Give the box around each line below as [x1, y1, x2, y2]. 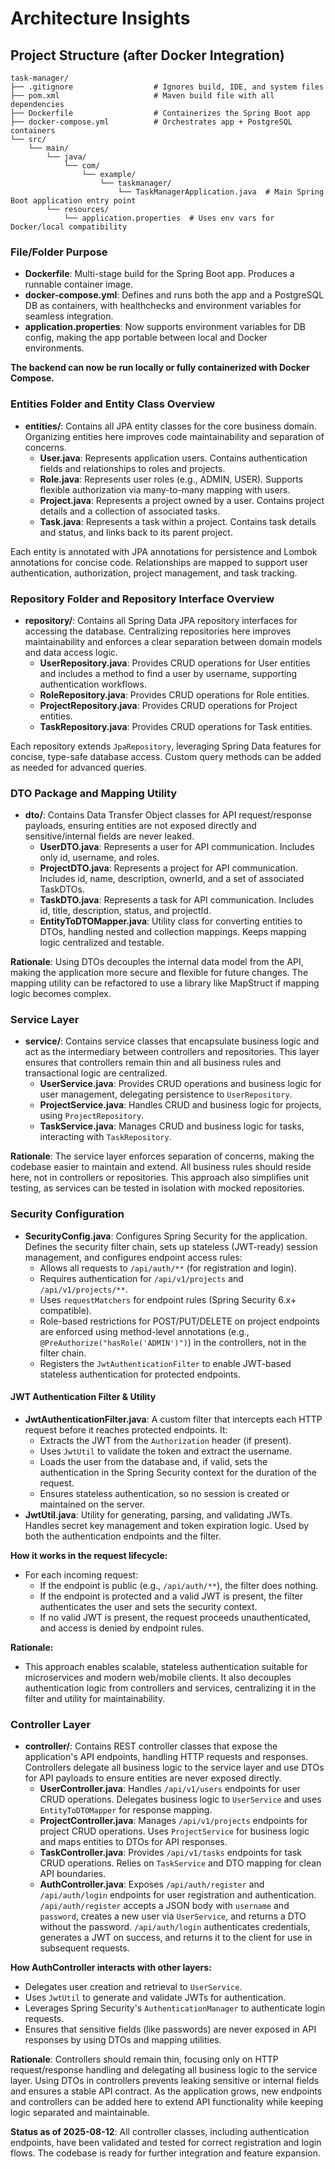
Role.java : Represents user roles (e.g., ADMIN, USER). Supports [39, 473, 304, 485]
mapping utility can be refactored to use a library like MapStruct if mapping [10, 977, 320, 989]
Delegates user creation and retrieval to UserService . [24, 1981, 243, 1993]
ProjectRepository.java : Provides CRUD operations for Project [39, 699, 298, 711]
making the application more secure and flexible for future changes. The [10, 967, 309, 979]
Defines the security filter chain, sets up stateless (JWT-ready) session [24, 1240, 318, 1252]
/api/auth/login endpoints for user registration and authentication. [39, 1889, 317, 1901]
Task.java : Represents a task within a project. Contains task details [39, 515, 317, 527]
